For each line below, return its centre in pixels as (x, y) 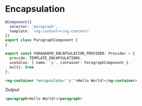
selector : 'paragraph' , (34, 26)
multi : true (22, 67)
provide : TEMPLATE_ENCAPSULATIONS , (46, 58)
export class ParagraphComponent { (42, 40)
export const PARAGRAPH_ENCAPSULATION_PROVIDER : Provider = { (70, 54)
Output (12, 90)
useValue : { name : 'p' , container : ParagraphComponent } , (70, 63)
